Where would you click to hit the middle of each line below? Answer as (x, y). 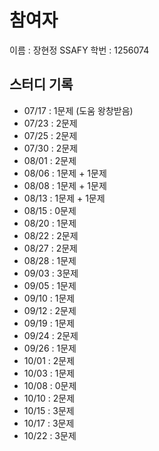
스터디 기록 (41, 84)
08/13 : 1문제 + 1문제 (64, 198)
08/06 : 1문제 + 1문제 (65, 173)
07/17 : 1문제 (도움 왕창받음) (78, 110)
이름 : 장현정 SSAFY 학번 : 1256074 (79, 50)
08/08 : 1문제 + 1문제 (65, 185)
